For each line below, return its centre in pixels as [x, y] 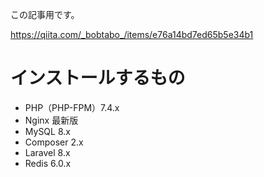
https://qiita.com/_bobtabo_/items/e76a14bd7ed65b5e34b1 [132, 34]
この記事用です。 [45, 14]
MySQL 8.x [47, 131]
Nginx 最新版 [51, 120]
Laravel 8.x [47, 152]
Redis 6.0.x [48, 163]
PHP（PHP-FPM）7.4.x [72, 107]
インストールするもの [98, 78]
